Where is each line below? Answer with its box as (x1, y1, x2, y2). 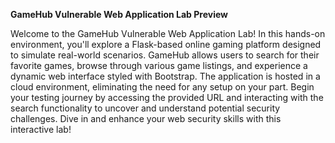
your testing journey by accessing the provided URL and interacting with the (10, 92, 324, 103)
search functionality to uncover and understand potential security (10, 102, 281, 114)
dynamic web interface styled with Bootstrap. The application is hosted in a (10, 70, 321, 82)
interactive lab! (10, 124, 72, 135)
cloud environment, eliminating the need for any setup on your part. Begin (10, 81, 315, 93)
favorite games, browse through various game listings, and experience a (10, 60, 308, 71)
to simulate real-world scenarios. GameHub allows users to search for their (10, 49, 320, 61)
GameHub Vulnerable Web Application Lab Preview (10, 9, 228, 20)
